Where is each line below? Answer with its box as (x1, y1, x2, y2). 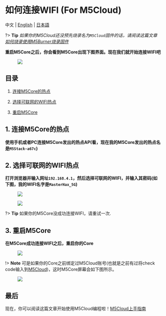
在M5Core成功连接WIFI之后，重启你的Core (5, 240, 94, 246)
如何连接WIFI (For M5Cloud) (5, 4, 122, 16)
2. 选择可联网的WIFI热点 (5, 161, 79, 170)
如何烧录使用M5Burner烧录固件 (5, 38, 69, 45)
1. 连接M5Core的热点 (5, 125, 69, 134)
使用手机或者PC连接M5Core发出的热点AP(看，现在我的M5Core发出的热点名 (5, 139, 161, 145)
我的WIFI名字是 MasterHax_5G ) (18, 181, 78, 187)
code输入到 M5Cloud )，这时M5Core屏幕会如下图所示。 (5, 267, 117, 272)
